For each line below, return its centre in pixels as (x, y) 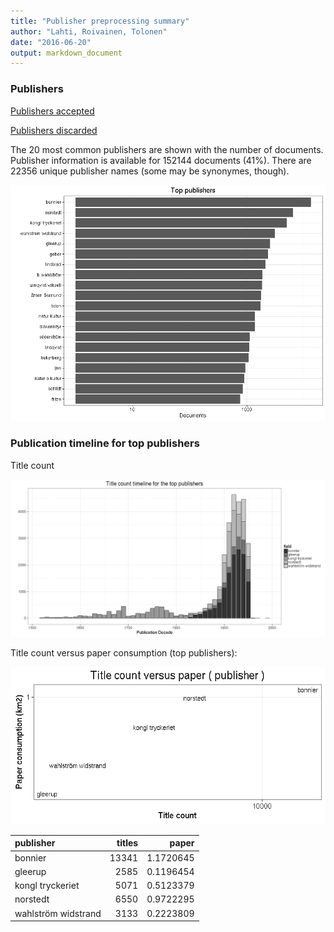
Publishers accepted (52, 111)
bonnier (30, 857)
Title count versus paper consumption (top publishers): (124, 652)
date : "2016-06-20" (51, 42)
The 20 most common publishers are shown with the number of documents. (167, 149)
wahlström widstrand (58, 913)
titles (127, 843)
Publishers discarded (54, 130)
